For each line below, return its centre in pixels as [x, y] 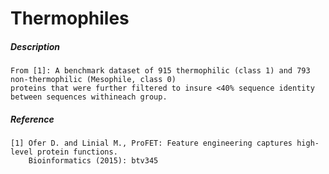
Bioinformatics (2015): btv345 [93, 161]
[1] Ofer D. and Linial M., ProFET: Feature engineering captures [151, 143]
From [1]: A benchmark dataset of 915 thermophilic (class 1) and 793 [160, 71]
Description [35, 46]
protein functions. [77, 152]
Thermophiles [70, 18]
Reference [32, 119]
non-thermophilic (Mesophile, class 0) [93, 80]
